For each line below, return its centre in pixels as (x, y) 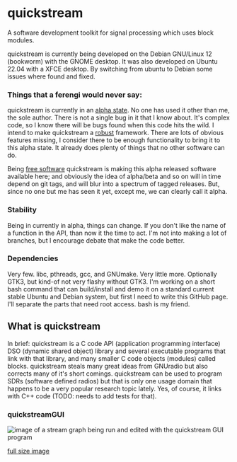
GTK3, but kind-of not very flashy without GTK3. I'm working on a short (111, 282)
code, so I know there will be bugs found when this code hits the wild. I (111, 125)
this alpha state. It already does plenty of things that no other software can (116, 148)
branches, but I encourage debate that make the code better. (96, 240)
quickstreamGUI (36, 414)
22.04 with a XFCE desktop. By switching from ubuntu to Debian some (110, 69)
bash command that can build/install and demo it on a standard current (111, 289)
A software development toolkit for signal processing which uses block (111, 33)
